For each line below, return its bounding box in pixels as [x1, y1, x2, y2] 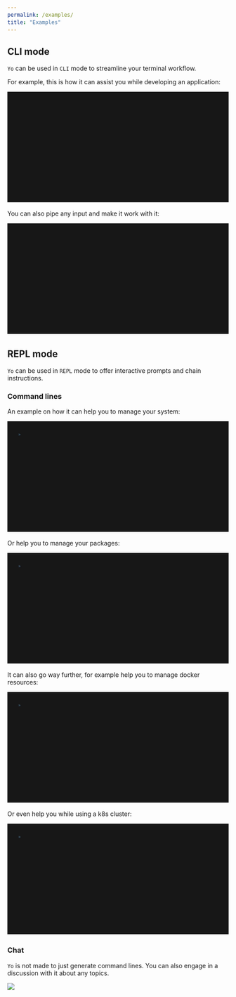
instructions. [7, 374, 44, 383]
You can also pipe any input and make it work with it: [7, 209, 160, 218]
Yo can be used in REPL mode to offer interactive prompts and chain [7, 367, 202, 375]
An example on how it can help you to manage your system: [7, 407, 181, 416]
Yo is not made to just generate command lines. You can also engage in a [7, 961, 218, 970]
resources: [7, 678, 39, 687]
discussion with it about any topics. [7, 969, 110, 977]
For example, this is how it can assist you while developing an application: [7, 78, 221, 86]
